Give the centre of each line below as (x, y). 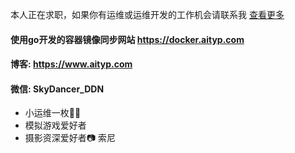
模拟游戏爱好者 (55, 125)
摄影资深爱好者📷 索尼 (70, 138)
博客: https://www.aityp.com (71, 64)
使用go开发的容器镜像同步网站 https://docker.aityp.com (127, 39)
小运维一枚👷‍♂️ (53, 113)
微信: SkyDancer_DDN (57, 89)
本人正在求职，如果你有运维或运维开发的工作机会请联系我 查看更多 (147, 14)
